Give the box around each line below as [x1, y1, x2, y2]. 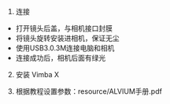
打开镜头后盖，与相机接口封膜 [15, 24, 113, 33]
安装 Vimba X [15, 70, 60, 79]
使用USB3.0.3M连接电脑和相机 [15, 43, 115, 53]
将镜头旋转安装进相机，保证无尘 [15, 34, 120, 43]
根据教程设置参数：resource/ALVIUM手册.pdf [15, 87, 163, 96]
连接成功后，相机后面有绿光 [15, 54, 106, 62]
